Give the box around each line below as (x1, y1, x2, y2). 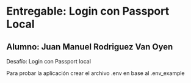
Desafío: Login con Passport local (6, 58, 92, 65)
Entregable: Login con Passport (6, 4, 170, 18)
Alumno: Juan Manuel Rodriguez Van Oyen (6, 41, 173, 52)
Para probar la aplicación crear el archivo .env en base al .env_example (6, 70, 185, 77)
